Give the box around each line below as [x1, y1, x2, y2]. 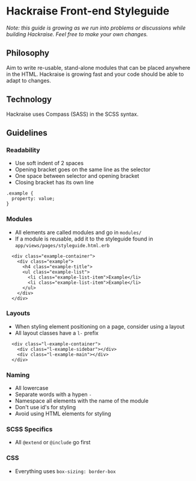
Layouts [6, 309, 31, 318]
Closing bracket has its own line [14, 179, 94, 186]
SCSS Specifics [6, 425, 53, 433]
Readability [6, 146, 40, 154]
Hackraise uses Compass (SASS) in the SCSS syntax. [6, 110, 139, 118]
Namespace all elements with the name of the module [14, 397, 149, 404]
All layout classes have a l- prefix [14, 329, 99, 336]
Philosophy [6, 48, 50, 58]
